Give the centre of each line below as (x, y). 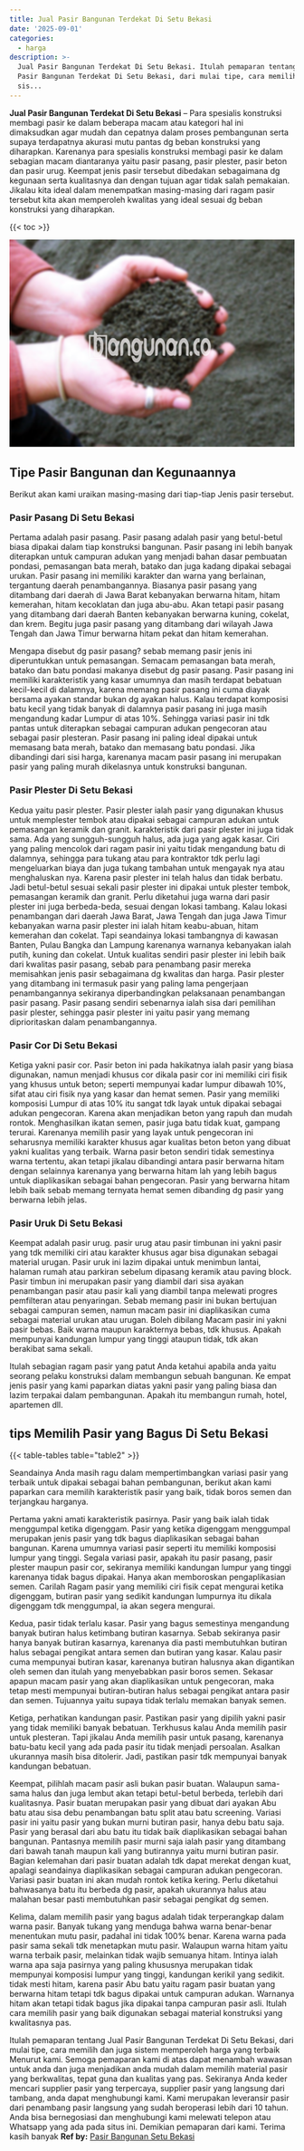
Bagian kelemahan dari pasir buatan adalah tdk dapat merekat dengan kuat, (150, 1861)
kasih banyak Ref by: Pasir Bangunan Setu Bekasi (102, 2137)
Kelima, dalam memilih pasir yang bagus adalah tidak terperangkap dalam (147, 1917)
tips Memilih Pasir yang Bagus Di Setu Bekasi (139, 1433)
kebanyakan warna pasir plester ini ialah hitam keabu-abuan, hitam (134, 925)
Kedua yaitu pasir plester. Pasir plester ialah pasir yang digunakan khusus (147, 810)
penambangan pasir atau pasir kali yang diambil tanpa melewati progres (143, 1291)
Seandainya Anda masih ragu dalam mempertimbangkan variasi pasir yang (149, 1473)
